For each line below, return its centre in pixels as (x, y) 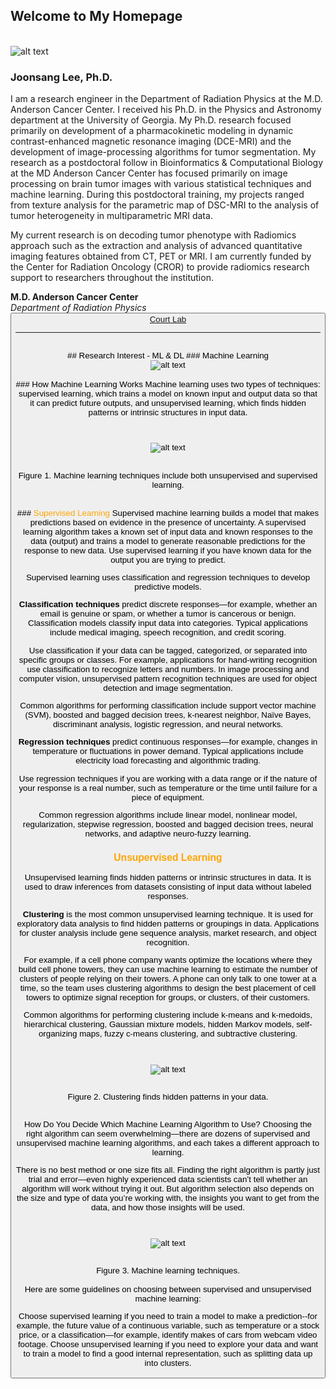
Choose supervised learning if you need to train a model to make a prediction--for (168, 1316)
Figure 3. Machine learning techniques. (168, 1270)
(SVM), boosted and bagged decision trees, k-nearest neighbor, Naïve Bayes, (168, 715)
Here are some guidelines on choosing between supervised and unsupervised (168, 1289)
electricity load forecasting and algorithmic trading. (168, 760)
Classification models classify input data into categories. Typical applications (168, 623)
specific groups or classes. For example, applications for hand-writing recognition (168, 659)
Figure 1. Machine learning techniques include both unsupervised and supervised (168, 475)
